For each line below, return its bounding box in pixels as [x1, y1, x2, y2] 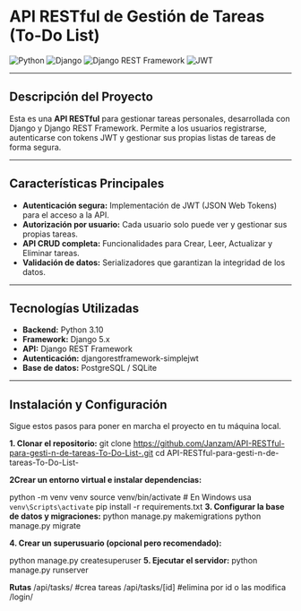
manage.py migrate [9, 521, 82, 531]
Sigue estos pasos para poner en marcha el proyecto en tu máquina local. [9, 421, 282, 432]
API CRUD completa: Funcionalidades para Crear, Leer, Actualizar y [21, 237, 273, 248]
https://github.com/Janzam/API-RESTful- [133, 438, 285, 449]
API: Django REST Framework [21, 343, 133, 355]
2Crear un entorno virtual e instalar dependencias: [9, 475, 202, 486]
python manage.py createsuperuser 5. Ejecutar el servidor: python [9, 555, 258, 566]
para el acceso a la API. [21, 209, 110, 220]
